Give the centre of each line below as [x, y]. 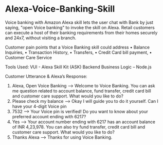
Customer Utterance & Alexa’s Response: [46, 76]
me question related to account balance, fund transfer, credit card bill [81, 91]
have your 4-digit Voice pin [39, 106]
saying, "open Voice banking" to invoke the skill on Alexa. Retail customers [80, 27]
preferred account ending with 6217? [49, 116]
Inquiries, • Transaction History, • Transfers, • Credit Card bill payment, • [79, 52]
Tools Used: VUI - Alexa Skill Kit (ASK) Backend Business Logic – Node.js [78, 67]
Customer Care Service [28, 57]
